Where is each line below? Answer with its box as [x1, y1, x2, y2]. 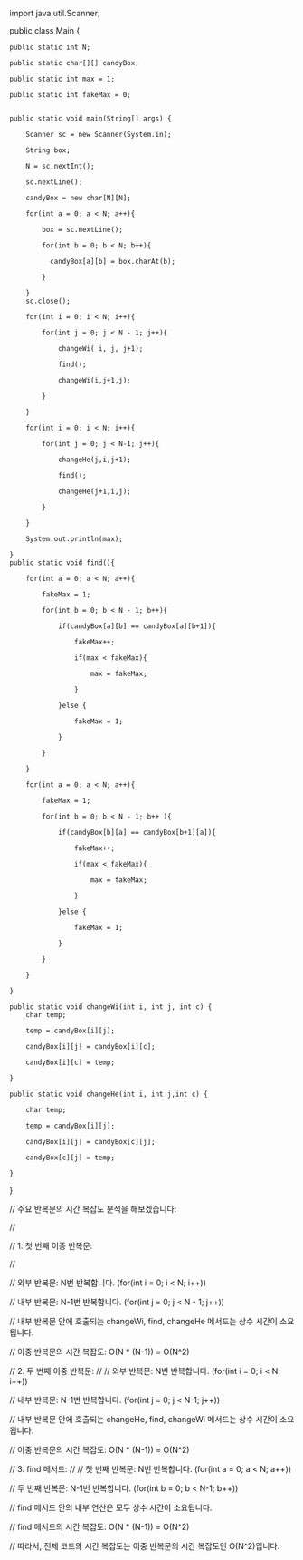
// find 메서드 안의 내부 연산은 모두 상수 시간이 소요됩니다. [9, 1502, 213, 1513]
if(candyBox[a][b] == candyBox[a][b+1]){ [57, 622, 217, 631]
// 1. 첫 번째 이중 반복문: [9, 1241, 93, 1251]
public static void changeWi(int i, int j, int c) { [9, 1003, 213, 1012]
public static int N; [9, 43, 91, 52]
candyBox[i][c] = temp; [25, 1058, 116, 1067]
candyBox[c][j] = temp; [25, 1153, 116, 1162]
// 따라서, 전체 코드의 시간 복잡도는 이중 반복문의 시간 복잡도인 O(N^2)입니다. [9, 1541, 280, 1551]
